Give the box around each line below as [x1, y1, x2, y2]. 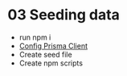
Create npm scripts [18, 58, 84, 68]
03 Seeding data [7, 6, 120, 24]
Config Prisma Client [18, 40, 88, 50]
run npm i [18, 32, 51, 42]
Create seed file [18, 49, 73, 59]
